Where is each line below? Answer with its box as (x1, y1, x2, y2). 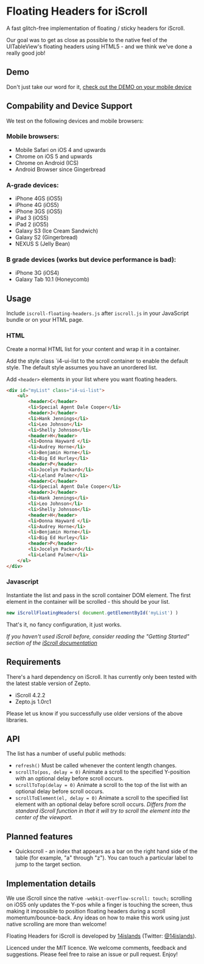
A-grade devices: (6, 181, 59, 189)
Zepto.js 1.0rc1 (15, 698, 52, 705)
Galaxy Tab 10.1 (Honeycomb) (15, 276, 90, 283)
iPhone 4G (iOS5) (15, 201, 60, 209)
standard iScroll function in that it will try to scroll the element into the (15, 807, 191, 814)
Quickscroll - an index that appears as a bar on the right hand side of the (15, 847, 198, 855)
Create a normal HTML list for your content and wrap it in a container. (6, 345, 181, 352)
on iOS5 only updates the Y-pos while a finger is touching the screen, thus (6, 901, 193, 908)
